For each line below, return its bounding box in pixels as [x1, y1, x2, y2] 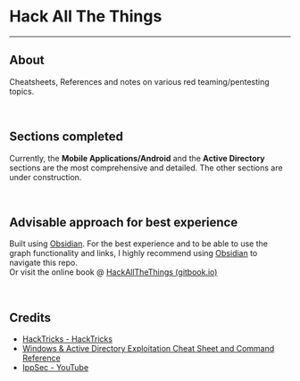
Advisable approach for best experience [9, 214, 238, 229]
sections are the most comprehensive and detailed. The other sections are [9, 162, 283, 173]
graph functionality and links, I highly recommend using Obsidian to [9, 248, 258, 259]
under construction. [9, 171, 82, 182]
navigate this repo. [9, 257, 78, 269]
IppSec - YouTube [21, 362, 89, 373]
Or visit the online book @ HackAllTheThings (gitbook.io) [9, 267, 218, 277]
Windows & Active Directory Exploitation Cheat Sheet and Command [21, 344, 275, 354]
